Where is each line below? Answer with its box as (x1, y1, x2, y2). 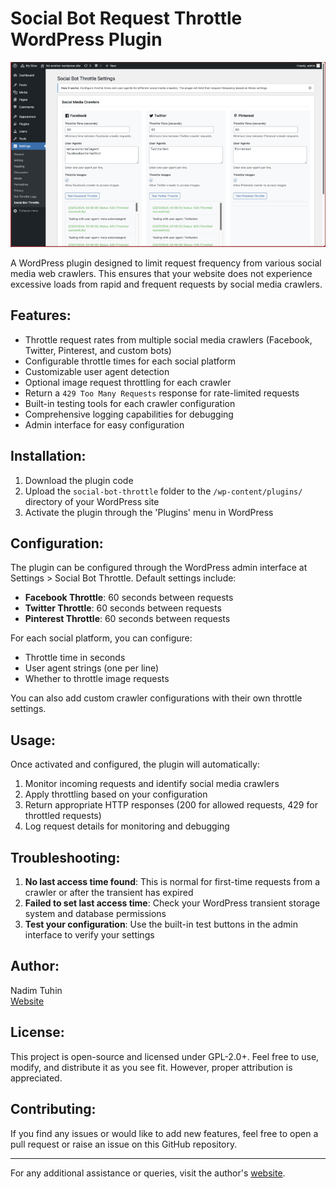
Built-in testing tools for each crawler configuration (24, 397, 236, 409)
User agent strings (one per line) (24, 662, 160, 674)
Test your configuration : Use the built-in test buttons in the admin (24, 918, 298, 931)
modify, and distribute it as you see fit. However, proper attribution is (10, 1061, 293, 1073)
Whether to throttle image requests (24, 673, 170, 685)
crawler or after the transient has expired (24, 887, 194, 899)
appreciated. (10, 1072, 63, 1084)
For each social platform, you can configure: (10, 632, 193, 644)
